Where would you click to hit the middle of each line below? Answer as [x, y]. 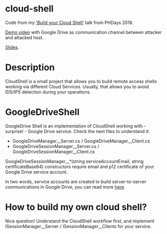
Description [30, 67]
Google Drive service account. [36, 172]
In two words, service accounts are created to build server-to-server [76, 181]
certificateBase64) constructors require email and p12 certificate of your [80, 166]
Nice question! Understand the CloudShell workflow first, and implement [80, 221]
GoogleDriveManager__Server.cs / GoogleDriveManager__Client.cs [81, 141]
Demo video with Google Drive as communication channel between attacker [83, 32]
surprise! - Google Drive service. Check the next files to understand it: [77, 131]
